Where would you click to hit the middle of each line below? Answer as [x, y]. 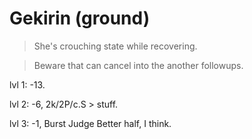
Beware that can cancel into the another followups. [138, 65]
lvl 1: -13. [27, 84]
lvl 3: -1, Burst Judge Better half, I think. [90, 123]
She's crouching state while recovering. [115, 46]
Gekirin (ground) [80, 18]
